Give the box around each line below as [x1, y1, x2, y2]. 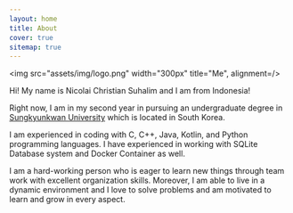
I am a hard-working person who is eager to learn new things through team [9, 166, 285, 176]
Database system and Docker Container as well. [9, 148, 185, 160]
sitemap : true [9, 43, 62, 52]
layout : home [9, 14, 58, 23]
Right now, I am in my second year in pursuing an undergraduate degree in [9, 102, 283, 113]
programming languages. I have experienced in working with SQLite [9, 139, 258, 150]
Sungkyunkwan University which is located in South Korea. [9, 112, 225, 123]
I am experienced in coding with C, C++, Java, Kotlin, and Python [9, 129, 248, 140]
